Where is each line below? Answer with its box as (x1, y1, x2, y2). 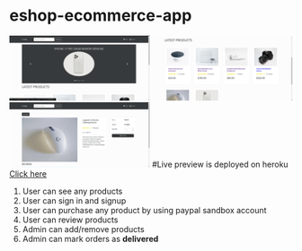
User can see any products (22, 186, 123, 197)
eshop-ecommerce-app (9, 5, 192, 26)
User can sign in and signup (22, 195, 127, 206)
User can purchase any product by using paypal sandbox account (22, 205, 267, 216)
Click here (9, 169, 48, 179)
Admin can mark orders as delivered (22, 234, 159, 245)
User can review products (22, 214, 119, 225)
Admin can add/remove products (22, 224, 146, 235)
